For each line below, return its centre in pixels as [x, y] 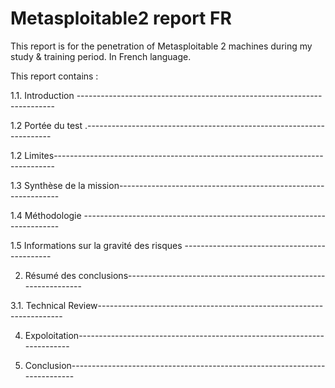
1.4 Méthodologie [46, 215]
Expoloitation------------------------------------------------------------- [174, 335]
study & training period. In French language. [101, 56]
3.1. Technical [38, 305]
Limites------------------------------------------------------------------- [174, 155]
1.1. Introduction [42, 95]
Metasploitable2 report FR [121, 18]
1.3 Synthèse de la [48, 185]
